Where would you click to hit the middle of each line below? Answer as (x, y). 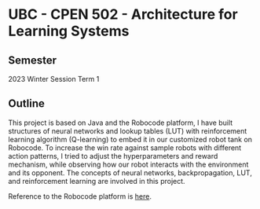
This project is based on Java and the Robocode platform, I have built (121, 123)
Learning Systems (69, 31)
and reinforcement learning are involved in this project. (97, 181)
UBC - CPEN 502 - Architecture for (123, 15)
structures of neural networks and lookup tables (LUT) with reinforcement (128, 130)
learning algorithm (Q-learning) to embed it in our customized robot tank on (130, 139)
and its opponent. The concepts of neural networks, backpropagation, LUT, (130, 172)
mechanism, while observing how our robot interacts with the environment (128, 164)
